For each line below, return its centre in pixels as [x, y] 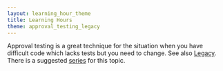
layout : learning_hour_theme [49, 13]
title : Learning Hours [40, 20]
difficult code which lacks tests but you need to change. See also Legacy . [112, 53]
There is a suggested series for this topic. [66, 61]
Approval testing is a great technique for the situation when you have [105, 46]
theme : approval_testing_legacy [54, 26]
